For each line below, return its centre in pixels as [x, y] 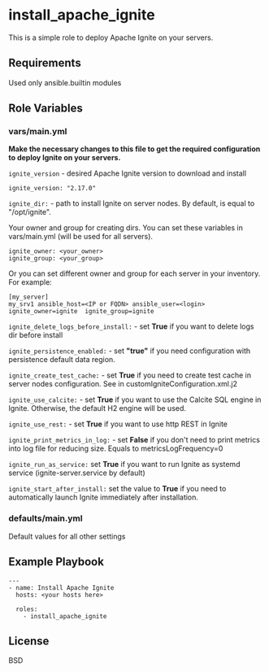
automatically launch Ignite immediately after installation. [104, 497]
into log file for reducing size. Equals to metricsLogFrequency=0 [116, 448]
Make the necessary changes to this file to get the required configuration [134, 149]
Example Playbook [56, 562]
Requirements [45, 63]
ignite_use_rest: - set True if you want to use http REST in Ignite [118, 424]
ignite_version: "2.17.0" [52, 189]
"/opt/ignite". [30, 212]
